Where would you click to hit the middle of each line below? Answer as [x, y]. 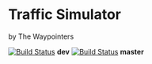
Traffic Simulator [65, 15]
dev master [100, 51]
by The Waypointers [41, 36]
